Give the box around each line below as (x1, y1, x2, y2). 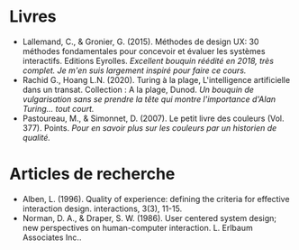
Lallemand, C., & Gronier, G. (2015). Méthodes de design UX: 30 (22, 36, 259, 47)
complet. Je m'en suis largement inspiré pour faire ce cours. (22, 65, 247, 76)
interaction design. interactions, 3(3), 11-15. (22, 203, 183, 214)
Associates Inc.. (22, 232, 82, 243)
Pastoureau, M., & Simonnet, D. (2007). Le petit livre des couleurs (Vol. (22, 113, 285, 124)
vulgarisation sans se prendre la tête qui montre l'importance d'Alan (22, 93, 276, 105)
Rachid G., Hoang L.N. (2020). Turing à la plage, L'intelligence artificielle (22, 74, 291, 85)
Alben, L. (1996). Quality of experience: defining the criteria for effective (22, 193, 290, 204)
